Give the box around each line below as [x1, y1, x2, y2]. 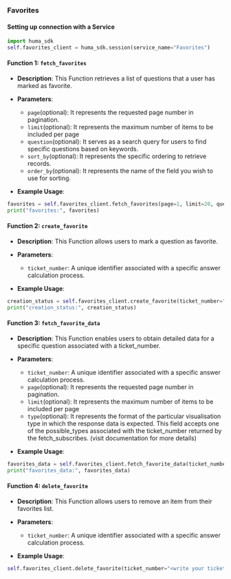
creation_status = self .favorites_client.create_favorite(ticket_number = [7, 298, 223, 305]
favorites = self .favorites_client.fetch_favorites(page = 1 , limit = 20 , [7, 201, 214, 208]
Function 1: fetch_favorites [7, 59, 87, 67]
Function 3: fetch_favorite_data [7, 319, 101, 327]
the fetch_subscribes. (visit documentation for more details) [27, 434, 197, 442]
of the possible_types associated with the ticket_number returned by [27, 426, 222, 435]
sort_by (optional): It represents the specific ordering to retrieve [27, 152, 207, 160]
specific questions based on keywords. [27, 145, 139, 153]
